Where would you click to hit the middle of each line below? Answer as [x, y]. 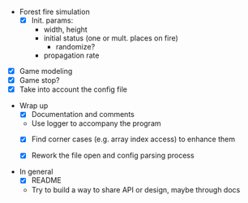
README [46, 180]
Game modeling [46, 71]
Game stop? [39, 80]
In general [36, 172]
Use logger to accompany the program [96, 123]
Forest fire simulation [54, 12]
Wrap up [34, 106]
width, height [66, 30]
